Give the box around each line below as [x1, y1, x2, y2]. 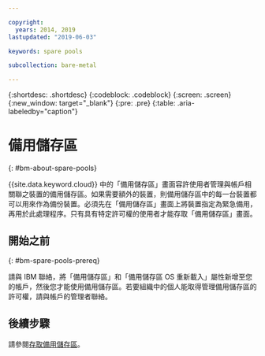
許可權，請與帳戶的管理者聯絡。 [8, 291, 112, 301]
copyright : [8, 18, 44, 26]
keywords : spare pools [8, 47, 83, 55]
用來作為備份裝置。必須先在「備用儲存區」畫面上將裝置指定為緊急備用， [21, 199, 257, 209]
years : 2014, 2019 [15, 25, 77, 34]
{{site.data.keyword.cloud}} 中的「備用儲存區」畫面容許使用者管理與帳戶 [8, 180, 245, 189]
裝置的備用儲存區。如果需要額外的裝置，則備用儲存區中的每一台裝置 [28, 190, 250, 199]
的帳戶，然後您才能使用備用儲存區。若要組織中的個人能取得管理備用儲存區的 [8, 281, 257, 291]
